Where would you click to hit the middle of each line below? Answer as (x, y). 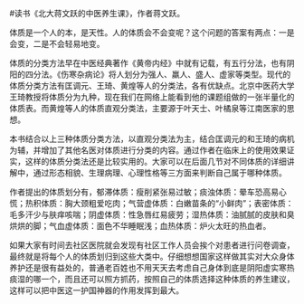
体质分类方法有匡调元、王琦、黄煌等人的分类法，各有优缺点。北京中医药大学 (152, 85)
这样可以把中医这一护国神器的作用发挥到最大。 (96, 290)
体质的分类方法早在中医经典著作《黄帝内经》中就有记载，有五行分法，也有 (148, 63)
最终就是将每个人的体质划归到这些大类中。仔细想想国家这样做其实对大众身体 (152, 256)
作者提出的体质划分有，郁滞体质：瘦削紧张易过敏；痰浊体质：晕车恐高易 (144, 192)
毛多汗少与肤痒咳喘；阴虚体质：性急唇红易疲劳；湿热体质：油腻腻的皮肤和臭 (152, 214)
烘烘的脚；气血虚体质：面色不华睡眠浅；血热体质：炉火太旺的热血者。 (140, 226)
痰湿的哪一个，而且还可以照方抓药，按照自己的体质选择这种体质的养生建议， (152, 279)
